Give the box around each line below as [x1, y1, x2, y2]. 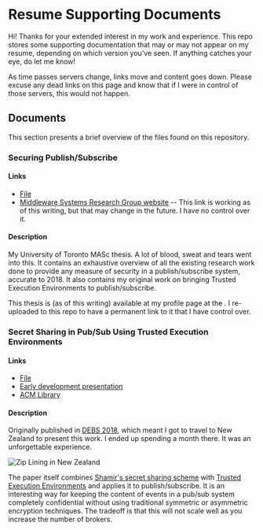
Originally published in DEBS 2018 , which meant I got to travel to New [8, 425, 233, 435]
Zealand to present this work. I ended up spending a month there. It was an [8, 434, 251, 443]
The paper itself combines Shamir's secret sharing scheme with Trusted [8, 473, 242, 482]
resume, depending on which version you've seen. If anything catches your [8, 48, 252, 57]
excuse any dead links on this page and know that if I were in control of [8, 80, 239, 90]
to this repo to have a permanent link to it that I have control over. [40, 307, 251, 317]
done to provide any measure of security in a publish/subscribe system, [8, 266, 241, 276]
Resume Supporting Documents [8, 6, 221, 24]
